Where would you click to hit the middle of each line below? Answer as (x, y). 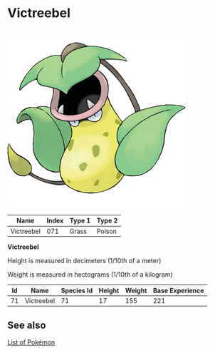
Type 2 (107, 221)
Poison (107, 231)
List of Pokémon (31, 342)
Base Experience (178, 290)
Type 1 (80, 221)
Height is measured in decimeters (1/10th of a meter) (84, 261)
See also (27, 325)
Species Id (77, 290)
